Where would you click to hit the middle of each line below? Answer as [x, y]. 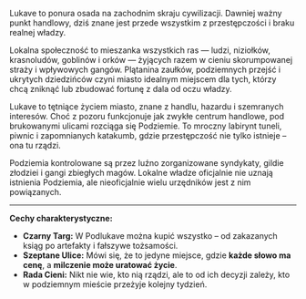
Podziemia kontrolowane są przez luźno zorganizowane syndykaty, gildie [147, 163]
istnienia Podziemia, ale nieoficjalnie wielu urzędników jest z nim [130, 182]
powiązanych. [36, 192]
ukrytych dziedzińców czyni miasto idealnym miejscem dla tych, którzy [143, 79]
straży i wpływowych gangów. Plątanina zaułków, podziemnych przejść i [145, 69]
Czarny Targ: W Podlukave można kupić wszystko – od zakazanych [150, 236]
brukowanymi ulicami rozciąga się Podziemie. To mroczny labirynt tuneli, [146, 126]
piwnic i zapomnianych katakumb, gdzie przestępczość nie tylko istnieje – [148, 135]
